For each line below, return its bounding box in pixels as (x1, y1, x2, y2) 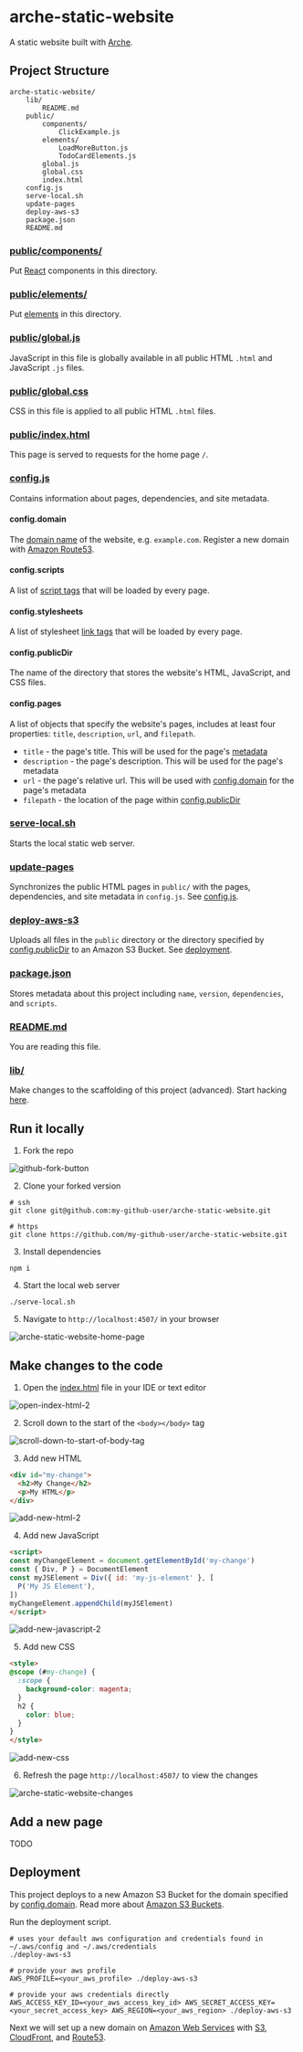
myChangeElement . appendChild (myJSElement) (9, 1599, 173, 1608)
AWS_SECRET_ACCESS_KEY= (184, 1998, 276, 2007)
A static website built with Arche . (9, 37, 133, 48)
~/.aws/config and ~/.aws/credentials (9, 1941, 157, 1952)
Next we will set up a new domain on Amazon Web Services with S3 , (9, 2022, 267, 2033)
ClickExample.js (57, 127, 120, 136)
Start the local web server (22, 1280, 120, 1291)
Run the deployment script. (9, 1916, 111, 1927)
